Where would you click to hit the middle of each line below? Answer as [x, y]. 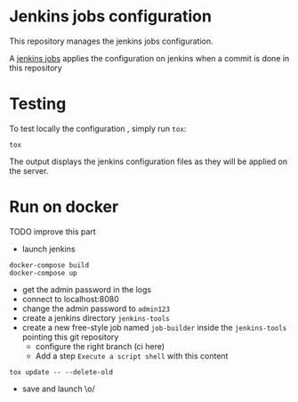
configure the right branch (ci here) [100, 346]
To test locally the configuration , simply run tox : [98, 128]
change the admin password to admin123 [96, 308]
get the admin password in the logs [87, 289]
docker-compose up [43, 273]
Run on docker [64, 207]
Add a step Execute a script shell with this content [132, 356]
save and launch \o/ [58, 389]
